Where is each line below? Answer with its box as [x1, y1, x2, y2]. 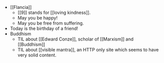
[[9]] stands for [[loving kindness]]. [17, 9, 91, 15]
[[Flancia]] [10, 4, 32, 10]
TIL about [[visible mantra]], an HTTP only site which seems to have [17, 47, 159, 52]
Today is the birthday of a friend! [10, 25, 78, 31]
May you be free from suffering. [17, 20, 84, 26]
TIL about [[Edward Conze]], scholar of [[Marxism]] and [17, 36, 134, 42]
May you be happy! [17, 15, 58, 20]
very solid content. [17, 52, 57, 58]
